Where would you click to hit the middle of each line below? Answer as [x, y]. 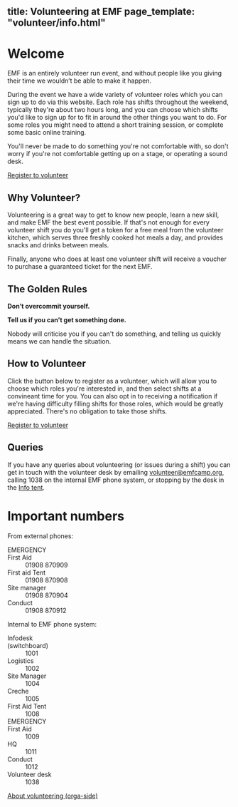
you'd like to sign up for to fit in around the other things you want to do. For [117, 118]
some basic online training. [47, 133]
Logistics [21, 660]
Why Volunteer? [44, 198]
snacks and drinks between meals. [58, 245]
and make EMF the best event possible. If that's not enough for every [108, 222]
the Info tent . [26, 487]
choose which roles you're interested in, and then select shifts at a [104, 389]
